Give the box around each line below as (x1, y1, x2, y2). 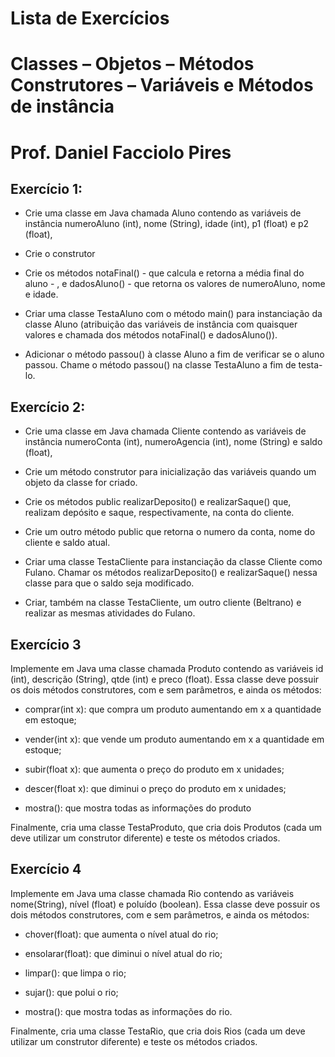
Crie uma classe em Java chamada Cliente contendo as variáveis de (24, 425, 307, 437)
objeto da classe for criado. (24, 477, 138, 489)
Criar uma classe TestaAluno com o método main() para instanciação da (24, 308, 323, 320)
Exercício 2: (10, 398, 86, 416)
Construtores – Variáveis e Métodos (10, 74, 314, 97)
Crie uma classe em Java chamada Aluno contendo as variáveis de (24, 207, 302, 219)
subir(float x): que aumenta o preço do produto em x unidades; (24, 763, 285, 775)
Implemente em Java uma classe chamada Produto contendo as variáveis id (10, 663, 324, 674)
